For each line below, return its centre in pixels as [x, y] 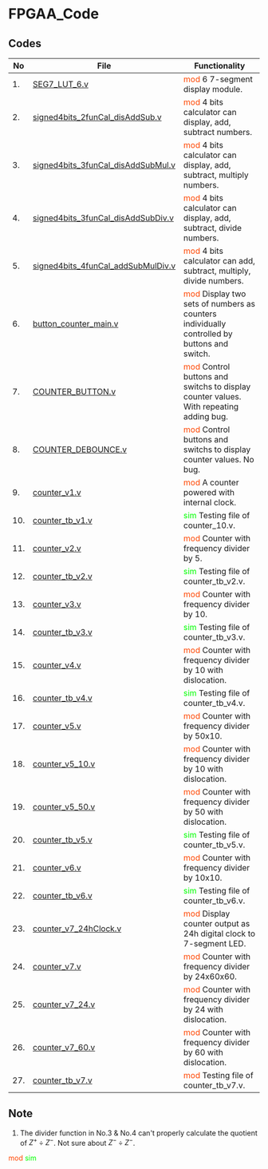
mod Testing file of [218, 1075]
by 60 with [203, 1052]
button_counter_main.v [76, 324]
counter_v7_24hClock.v [77, 929]
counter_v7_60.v [64, 1047]
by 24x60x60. [210, 977]
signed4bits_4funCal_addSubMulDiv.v [104, 266]
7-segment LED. [215, 943]
